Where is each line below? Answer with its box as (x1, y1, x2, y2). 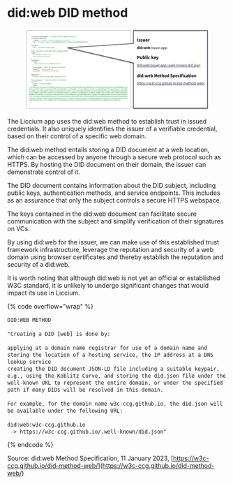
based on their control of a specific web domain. (7, 131, 146, 140)
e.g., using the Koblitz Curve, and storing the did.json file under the (7, 372, 227, 379)
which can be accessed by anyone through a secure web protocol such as (7, 152, 221, 161)
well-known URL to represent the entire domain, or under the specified (7, 379, 223, 386)
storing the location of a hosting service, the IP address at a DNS (7, 351, 214, 358)
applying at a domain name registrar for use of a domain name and (7, 344, 208, 351)
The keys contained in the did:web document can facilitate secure (7, 210, 197, 218)
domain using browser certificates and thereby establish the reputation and (7, 253, 224, 261)
